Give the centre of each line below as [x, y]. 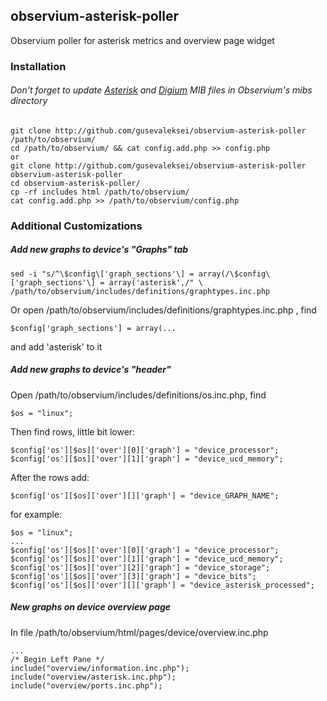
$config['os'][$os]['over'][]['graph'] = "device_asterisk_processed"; [162, 585]
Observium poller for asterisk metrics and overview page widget [142, 40]
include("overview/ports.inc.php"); [86, 685]
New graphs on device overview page [91, 607]
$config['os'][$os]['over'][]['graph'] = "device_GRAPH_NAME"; [145, 495]
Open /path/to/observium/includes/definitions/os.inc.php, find [138, 395]
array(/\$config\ [234, 274]
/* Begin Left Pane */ [57, 659]
